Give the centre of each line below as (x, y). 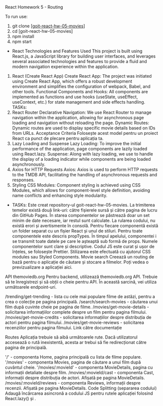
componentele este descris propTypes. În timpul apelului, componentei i (84, 236)
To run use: (16, 16)
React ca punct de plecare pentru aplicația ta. (58, 138)
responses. (23, 180)
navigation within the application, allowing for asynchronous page (78, 118)
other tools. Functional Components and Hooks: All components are (80, 92)
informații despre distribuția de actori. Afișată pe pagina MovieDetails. (75, 378)
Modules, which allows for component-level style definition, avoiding (81, 190)
